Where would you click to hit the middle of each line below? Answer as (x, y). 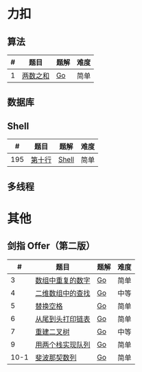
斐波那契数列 (56, 358)
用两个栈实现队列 (63, 345)
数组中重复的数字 (63, 280)
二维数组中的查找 (63, 293)
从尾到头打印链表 (63, 318)
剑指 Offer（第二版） (51, 246)
